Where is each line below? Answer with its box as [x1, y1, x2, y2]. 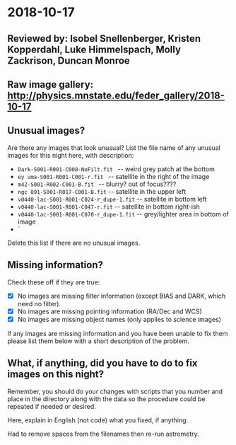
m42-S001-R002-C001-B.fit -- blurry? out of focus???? [17, 180, 177, 188]
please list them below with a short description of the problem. [7, 337, 189, 345]
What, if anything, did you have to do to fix [7, 357, 198, 369]
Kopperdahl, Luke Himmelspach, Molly [7, 43, 182, 55]
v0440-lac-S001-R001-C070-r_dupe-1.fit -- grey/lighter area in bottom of [17, 209, 230, 218]
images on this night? [7, 369, 105, 381]
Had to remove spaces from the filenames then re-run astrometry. [7, 429, 199, 438]
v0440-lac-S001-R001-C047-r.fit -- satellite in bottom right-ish [17, 202, 200, 211]
